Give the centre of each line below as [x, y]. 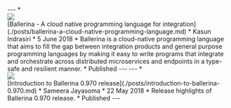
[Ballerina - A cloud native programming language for [84, 24]
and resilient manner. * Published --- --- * [82, 69]
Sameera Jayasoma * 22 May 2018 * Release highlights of [127, 90]
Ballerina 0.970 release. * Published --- [64, 98]
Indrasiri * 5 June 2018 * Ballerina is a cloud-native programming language [116, 39]
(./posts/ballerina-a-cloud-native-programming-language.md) [97, 32]
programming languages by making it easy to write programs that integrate [115, 54]
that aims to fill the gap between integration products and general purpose [115, 46]
